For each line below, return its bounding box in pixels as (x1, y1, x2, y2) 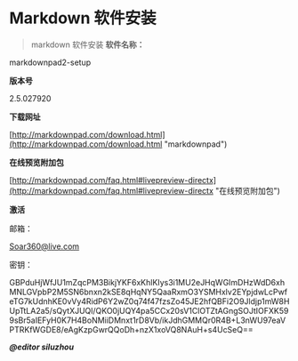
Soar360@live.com (9, 241, 80, 252)
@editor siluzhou (9, 341, 74, 352)
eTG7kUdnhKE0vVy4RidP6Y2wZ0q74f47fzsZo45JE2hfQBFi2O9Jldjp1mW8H (9, 295, 290, 307)
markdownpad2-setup (9, 57, 92, 68)
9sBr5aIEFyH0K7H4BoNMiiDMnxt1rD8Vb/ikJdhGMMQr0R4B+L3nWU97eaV (9, 315, 286, 325)
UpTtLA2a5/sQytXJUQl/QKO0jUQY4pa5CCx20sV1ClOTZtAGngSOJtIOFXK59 (9, 305, 289, 316)
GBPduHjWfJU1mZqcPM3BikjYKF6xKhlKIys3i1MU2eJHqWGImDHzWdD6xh (9, 277, 286, 287)
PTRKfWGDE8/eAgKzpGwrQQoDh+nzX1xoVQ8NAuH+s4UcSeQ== (9, 324, 254, 334)
